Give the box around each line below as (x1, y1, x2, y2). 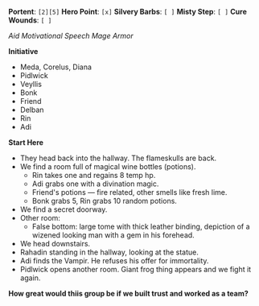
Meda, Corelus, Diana (19, 62, 92, 72)
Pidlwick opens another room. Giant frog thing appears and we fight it (19, 265, 252, 274)
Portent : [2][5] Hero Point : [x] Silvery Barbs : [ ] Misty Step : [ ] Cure (8, 7, 248, 16)
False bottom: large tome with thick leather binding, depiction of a (31, 221, 251, 231)
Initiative (8, 47, 39, 56)
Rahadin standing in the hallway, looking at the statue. (19, 247, 199, 257)
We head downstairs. (19, 239, 91, 248)
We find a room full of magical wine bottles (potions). (19, 162, 196, 172)
